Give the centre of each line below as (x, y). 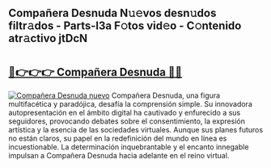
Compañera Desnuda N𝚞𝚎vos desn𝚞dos (112, 13)
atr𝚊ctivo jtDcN (48, 38)
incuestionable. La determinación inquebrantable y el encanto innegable (129, 147)
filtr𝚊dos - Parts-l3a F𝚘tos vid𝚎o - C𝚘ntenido (125, 26)
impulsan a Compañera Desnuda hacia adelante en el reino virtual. (119, 155)
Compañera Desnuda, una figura (166, 95)
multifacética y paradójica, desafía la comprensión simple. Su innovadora (131, 104)
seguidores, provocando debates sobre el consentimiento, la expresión (127, 121)
